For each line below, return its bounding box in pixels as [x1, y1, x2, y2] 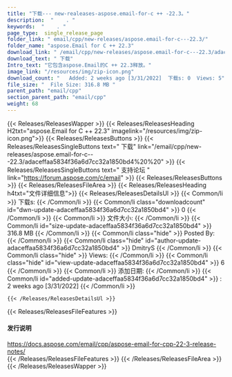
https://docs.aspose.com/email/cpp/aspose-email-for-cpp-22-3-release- [7, 340, 217, 349]
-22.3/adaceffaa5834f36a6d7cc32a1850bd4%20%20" [7, 157, 164, 166]
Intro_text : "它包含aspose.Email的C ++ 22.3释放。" [7, 62, 152, 69]
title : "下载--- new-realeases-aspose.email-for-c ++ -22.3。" [7, 10, 190, 17]
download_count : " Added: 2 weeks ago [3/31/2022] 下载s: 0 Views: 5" [7, 74, 225, 82]
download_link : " [7, 49, 57, 56]
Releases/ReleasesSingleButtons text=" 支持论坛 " [7, 166, 151, 174]
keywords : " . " [7, 23, 67, 30]
